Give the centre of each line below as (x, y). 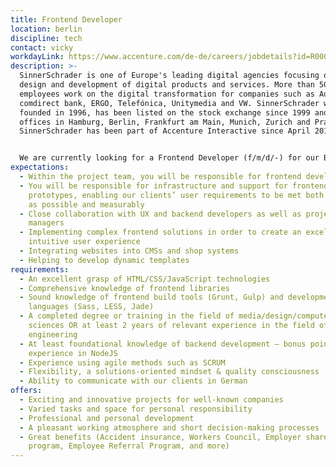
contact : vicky (42, 47)
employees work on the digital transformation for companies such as (167, 94)
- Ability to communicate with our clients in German (133, 381)
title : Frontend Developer (66, 19)
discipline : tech (46, 38)
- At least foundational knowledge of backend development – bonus (163, 344)
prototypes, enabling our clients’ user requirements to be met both (176, 195)
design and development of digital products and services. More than (167, 85)
